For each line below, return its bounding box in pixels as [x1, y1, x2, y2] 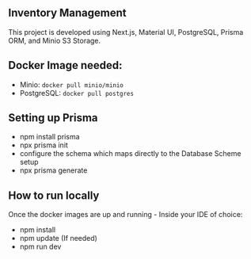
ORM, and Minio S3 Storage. [8, 36, 101, 45]
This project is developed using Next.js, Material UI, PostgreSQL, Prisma [8, 27, 244, 36]
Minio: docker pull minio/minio [19, 79, 124, 90]
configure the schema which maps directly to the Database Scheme [19, 149, 241, 158]
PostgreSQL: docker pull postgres [19, 88, 135, 97]
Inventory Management [8, 6, 127, 20]
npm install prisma [19, 132, 81, 142]
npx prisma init [19, 140, 69, 150]
